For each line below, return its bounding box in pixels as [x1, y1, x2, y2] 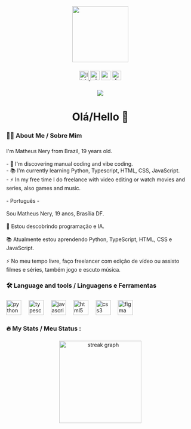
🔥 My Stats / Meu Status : [6, 324, 82, 333]
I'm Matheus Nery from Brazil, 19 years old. [6, 147, 112, 154]
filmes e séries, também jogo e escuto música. [6, 266, 121, 273]
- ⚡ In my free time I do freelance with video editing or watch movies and [6, 176, 186, 183]
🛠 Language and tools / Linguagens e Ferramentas [6, 281, 157, 290]
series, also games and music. [6, 184, 81, 191]
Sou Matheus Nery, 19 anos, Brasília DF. [6, 209, 104, 217]
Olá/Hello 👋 [72, 110, 129, 124]
